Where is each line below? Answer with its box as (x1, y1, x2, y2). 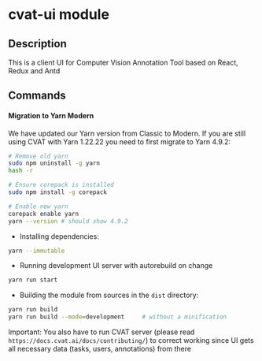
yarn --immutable (8, 247, 65, 255)
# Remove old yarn (8, 152, 68, 160)
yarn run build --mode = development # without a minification (8, 313, 227, 321)
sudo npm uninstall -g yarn (8, 159, 101, 167)
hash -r (8, 167, 34, 175)
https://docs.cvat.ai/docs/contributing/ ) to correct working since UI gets (8, 336, 254, 345)
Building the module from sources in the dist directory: (19, 290, 199, 300)
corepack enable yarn (8, 210, 79, 218)
